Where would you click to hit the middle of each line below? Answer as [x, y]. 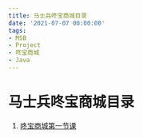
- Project [25, 45]
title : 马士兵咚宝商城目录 [48, 16]
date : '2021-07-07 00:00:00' [57, 23]
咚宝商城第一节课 [48, 125]
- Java [19, 61]
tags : [17, 30]
